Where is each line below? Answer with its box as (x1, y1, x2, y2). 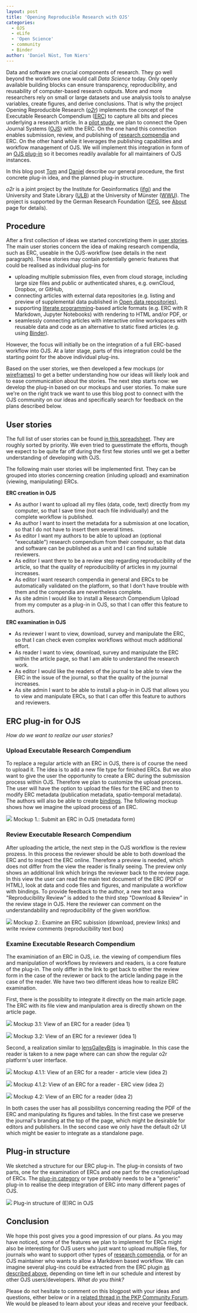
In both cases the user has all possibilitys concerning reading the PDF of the (6, 1104, 191, 1111)
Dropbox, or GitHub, (14, 286, 64, 293)
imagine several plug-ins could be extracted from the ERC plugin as (6, 1263, 170, 1271)
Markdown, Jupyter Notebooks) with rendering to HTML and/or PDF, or (14, 311, 188, 318)
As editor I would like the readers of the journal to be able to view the (14, 668, 182, 675)
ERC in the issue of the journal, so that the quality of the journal (14, 674, 168, 681)
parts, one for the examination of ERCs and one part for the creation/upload (6, 1168, 189, 1176)
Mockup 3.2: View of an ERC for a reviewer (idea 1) (13, 1032, 137, 1040)
